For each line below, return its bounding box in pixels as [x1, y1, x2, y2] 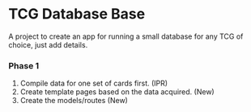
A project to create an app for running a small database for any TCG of [8, 31, 244, 41]
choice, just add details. [8, 39, 88, 49]
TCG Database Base [8, 5, 146, 23]
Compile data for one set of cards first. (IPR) [19, 78, 168, 89]
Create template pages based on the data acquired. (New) [19, 87, 215, 97]
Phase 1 [8, 60, 40, 71]
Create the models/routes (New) [19, 96, 128, 106]
